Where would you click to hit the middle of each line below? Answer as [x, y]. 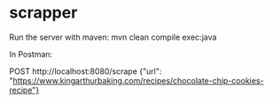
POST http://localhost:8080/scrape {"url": [86, 71]
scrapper [43, 13]
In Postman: [31, 54]
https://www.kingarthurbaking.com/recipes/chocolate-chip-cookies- [138, 80]
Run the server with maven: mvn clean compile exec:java [113, 37]
